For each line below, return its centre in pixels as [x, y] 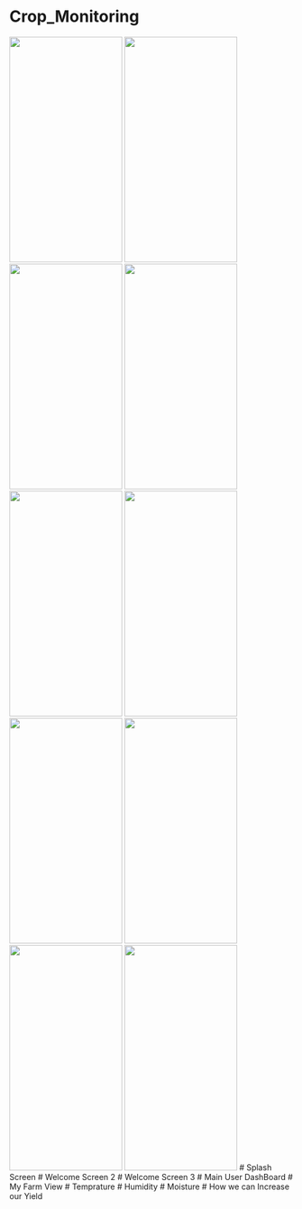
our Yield [26, 1195]
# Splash [255, 1167]
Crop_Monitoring [74, 17]
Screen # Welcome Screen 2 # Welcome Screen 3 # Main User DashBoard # [151, 1177]
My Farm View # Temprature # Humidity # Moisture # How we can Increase [150, 1186]
